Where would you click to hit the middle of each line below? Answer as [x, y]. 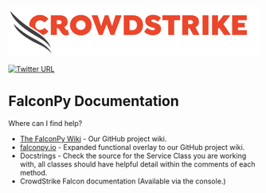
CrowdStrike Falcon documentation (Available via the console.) [123, 181]
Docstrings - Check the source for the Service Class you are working [133, 156]
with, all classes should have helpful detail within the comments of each [137, 164]
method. [33, 173]
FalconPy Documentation [94, 101]
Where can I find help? [45, 124]
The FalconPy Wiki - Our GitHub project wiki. [93, 139]
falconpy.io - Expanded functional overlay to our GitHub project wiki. [132, 148]
